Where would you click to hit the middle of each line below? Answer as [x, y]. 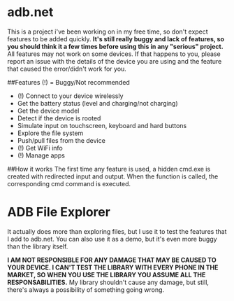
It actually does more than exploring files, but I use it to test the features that [117, 231]
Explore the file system [50, 133]
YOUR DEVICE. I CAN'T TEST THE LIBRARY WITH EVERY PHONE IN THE [113, 267]
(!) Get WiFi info [40, 148]
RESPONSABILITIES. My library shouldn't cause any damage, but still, [108, 282]
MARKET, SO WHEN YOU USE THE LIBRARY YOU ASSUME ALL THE [107, 274]
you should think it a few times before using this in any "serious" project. [115, 46]
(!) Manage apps [41, 155]
